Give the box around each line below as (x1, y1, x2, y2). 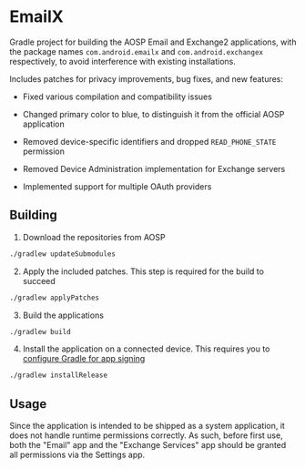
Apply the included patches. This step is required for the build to (22, 266, 264, 277)
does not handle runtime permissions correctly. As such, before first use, (9, 430, 284, 441)
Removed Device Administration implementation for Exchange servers (22, 163, 286, 174)
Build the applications (22, 310, 105, 321)
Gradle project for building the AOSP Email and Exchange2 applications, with (9, 36, 297, 47)
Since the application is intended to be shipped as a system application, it (9, 421, 285, 432)
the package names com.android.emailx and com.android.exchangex (9, 46, 264, 56)
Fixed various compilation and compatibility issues (22, 91, 212, 102)
